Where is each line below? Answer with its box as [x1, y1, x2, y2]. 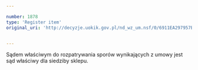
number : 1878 [6, 14, 38, 19]
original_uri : [6, 25, 41, 31]
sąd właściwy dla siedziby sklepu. [6, 57, 88, 65]
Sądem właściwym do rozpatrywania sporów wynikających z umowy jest [6, 51, 183, 58]
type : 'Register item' [6, 19, 62, 25]
